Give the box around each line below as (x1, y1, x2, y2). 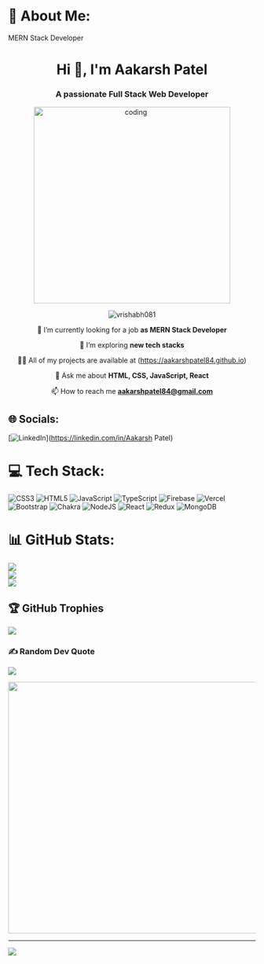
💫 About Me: (8, 7, 91, 25)
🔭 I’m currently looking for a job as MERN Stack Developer (36, 326, 228, 335)
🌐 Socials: (8, 412, 60, 425)
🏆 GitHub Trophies (8, 602, 104, 615)
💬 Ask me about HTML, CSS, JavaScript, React (54, 371, 210, 381)
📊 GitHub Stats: (8, 531, 115, 549)
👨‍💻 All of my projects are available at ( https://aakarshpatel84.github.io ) (17, 355, 247, 365)
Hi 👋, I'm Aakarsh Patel (56, 61, 208, 79)
